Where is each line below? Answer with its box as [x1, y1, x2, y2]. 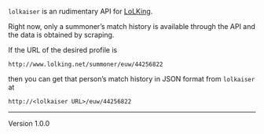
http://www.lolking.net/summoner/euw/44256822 [8, 60, 163, 68]
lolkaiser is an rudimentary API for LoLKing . [8, 7, 153, 16]
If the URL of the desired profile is [8, 45, 118, 54]
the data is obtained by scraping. [8, 31, 115, 39]
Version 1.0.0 [8, 119, 50, 128]
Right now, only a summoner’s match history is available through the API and [8, 22, 255, 31]
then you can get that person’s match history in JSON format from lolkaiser [8, 74, 255, 83]
